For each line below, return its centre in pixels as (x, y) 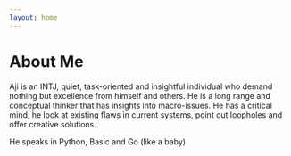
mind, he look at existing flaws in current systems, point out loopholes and (146, 115)
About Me (46, 61)
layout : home (33, 17)
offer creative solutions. (53, 124)
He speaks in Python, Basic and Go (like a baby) (97, 141)
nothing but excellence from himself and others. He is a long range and (140, 95)
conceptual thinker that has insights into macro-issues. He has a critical (141, 105)
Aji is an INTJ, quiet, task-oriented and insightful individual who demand (141, 86)
